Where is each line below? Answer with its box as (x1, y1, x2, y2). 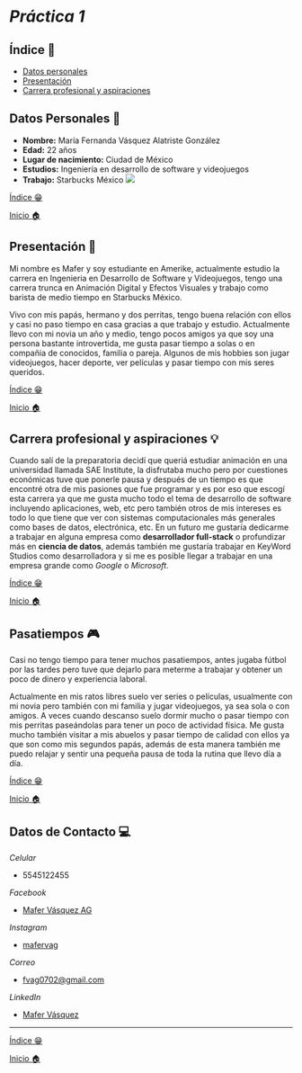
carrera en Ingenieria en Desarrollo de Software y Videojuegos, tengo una (9, 273, 283, 283)
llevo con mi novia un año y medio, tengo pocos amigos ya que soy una (9, 328, 274, 339)
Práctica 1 (9, 6, 85, 27)
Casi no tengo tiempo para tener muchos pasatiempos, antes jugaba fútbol (9, 655, 287, 666)
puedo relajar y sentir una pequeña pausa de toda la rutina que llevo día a (9, 748, 281, 759)
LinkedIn (9, 992, 41, 1003)
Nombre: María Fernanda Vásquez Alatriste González (22, 135, 220, 146)
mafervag (22, 940, 58, 951)
